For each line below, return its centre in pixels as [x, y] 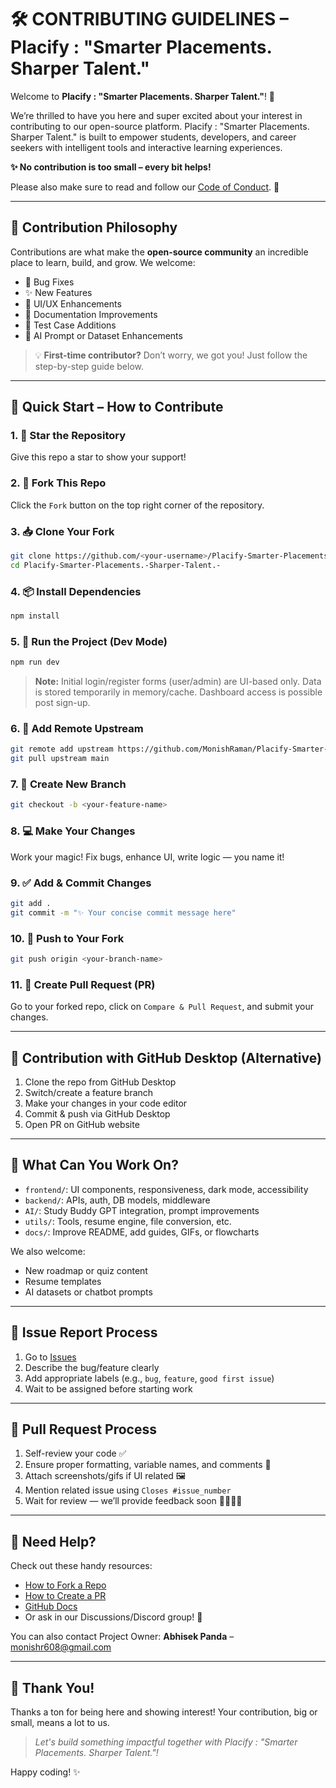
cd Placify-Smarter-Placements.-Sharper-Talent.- [116, 565]
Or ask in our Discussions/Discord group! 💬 [113, 1617]
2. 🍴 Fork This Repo [58, 483]
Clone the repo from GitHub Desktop [100, 1082]
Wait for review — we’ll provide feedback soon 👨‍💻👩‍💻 [133, 1501]
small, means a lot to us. [60, 1723]
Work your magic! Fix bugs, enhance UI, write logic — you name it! [147, 857]
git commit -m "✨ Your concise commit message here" [123, 912]
